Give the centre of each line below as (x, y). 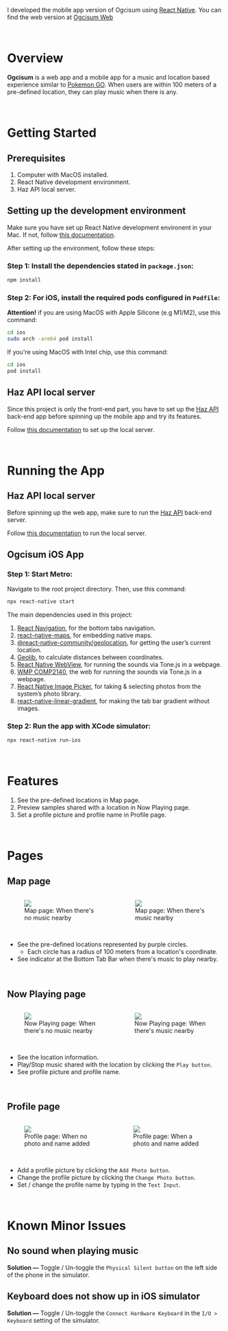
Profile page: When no (56, 1136)
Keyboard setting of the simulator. (54, 1320)
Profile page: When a (163, 1136)
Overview (35, 58)
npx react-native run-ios (44, 740)
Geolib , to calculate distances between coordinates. (90, 657)
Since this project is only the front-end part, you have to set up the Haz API (113, 409)
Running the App (56, 470)
